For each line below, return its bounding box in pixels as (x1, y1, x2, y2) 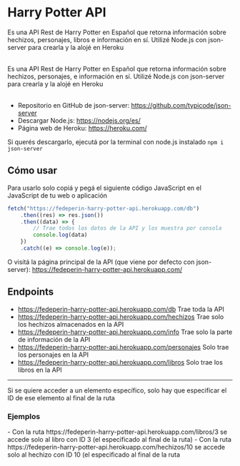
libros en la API (17, 365, 62, 374)
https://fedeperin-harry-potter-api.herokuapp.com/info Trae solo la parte (17, 328, 233, 336)
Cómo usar (7, 165, 58, 177)
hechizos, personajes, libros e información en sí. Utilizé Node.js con (7, 35, 207, 44)
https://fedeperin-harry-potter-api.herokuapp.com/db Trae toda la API (17, 305, 225, 313)
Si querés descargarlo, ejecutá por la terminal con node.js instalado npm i (7, 137, 224, 146)
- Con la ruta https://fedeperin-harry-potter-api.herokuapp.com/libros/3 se (7, 427, 227, 436)
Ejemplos (7, 411, 41, 421)
